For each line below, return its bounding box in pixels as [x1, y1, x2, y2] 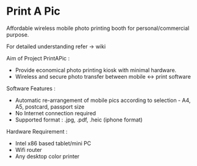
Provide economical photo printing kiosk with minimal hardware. [15, 66, 177, 74]
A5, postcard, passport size [15, 103, 85, 110]
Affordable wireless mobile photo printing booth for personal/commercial [6, 24, 190, 32]
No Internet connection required [15, 109, 96, 117]
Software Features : [6, 84, 56, 92]
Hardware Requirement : [6, 128, 68, 135]
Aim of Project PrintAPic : [6, 54, 70, 62]
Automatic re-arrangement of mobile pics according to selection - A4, [15, 96, 191, 104]
